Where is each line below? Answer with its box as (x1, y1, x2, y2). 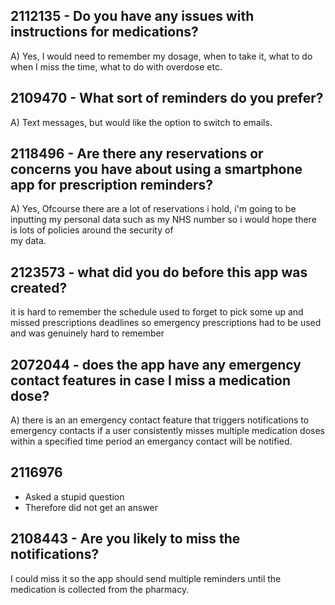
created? (10, 279, 68, 296)
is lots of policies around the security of (10, 224, 174, 236)
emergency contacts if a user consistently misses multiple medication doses (10, 425, 325, 437)
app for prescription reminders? (10, 177, 214, 194)
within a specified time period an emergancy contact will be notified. (10, 435, 293, 448)
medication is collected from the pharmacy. (10, 583, 190, 595)
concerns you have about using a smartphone (10, 161, 303, 178)
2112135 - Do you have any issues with (10, 8, 255, 25)
